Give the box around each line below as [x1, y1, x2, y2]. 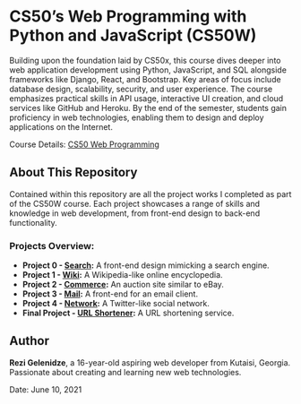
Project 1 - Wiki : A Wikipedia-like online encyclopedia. [21, 270, 223, 280]
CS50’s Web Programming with [9, 6, 247, 27]
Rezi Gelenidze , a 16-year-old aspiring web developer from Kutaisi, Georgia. [9, 357, 291, 368]
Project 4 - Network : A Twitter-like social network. [21, 298, 211, 309]
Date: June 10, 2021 [9, 383, 82, 395]
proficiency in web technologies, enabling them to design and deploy [9, 112, 264, 123]
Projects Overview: [9, 239, 95, 252]
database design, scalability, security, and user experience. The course [9, 83, 273, 94]
